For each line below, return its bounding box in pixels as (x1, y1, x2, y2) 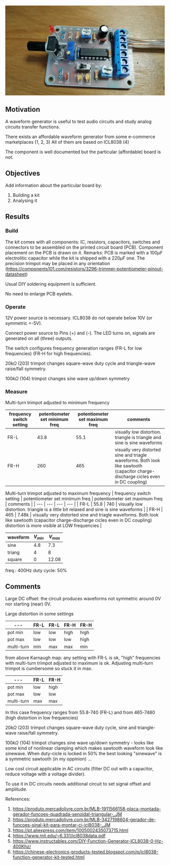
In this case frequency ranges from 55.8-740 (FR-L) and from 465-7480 (5, 709, 155, 715)
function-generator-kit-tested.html (12, 854, 85, 860)
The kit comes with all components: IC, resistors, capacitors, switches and (5, 239, 160, 245)
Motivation (5, 105, 40, 114)
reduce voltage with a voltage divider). (5, 771, 86, 777)
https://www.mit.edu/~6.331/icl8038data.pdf (12, 833, 106, 839)
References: (5, 796, 30, 802)
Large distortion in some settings (5, 611, 74, 617)
